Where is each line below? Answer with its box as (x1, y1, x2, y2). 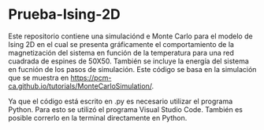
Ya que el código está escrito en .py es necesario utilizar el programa (8, 96, 233, 106)
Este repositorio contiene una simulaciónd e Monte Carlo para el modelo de (8, 31, 254, 41)
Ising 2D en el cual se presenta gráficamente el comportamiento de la (8, 39, 235, 49)
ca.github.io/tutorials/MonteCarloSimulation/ (8, 81, 152, 91)
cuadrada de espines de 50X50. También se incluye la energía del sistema (8, 56, 250, 66)
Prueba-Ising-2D (8, 5, 121, 23)
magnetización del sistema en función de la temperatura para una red (8, 48, 234, 57)
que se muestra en (8, 73, 69, 82)
